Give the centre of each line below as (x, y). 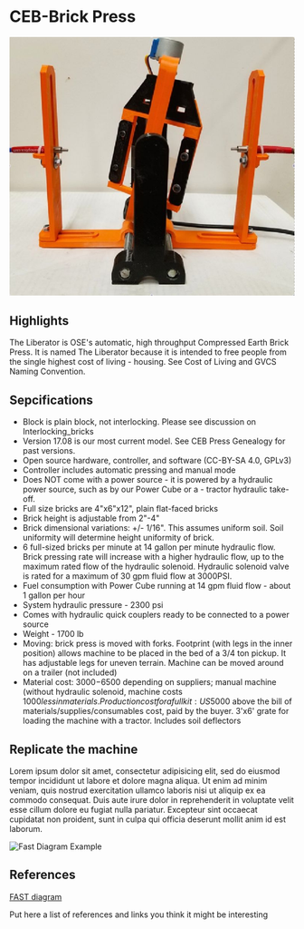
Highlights (39, 321)
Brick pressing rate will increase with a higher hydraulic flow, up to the (153, 557)
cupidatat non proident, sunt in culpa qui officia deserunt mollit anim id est (148, 819)
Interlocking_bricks (58, 432)
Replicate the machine (74, 749)
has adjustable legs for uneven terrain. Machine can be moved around (153, 663)
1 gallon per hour (54, 595)
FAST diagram (36, 896)
